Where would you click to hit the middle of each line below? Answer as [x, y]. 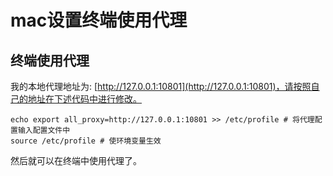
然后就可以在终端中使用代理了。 [76, 160]
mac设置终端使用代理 [99, 20]
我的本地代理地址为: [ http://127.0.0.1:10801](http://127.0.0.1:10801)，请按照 [161, 86]
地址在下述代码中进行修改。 [84, 99]
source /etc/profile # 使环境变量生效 [86, 141]
